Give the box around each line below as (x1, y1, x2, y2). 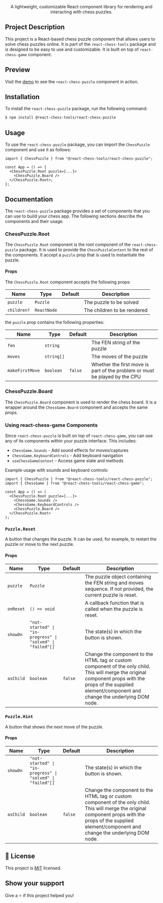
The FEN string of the (91, 339, 140, 346)
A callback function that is (84, 599, 144, 606)
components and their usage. (5, 218, 64, 224)
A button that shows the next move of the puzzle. (5, 723, 103, 730)
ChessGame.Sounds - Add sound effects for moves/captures (12, 447, 129, 453)
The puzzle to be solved (84, 299, 139, 306)
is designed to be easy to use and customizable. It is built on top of (5, 46, 139, 52)
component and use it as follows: (5, 147, 71, 153)
